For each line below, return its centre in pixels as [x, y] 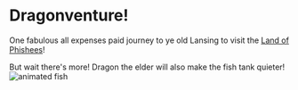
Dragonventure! [69, 16]
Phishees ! [28, 49]
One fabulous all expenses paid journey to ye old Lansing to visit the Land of [149, 40]
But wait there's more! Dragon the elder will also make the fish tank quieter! [147, 67]
